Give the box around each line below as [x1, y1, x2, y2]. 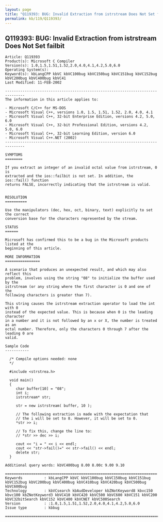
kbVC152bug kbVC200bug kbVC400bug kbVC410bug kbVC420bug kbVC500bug [5, 480, 147, 485]
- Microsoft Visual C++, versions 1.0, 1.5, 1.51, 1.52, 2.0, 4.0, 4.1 [5, 110, 153, 115]
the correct [5, 212, 29, 217]
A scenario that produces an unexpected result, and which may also [5, 267, 147, 272]
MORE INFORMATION [5, 255, 40, 260]
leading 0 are [5, 331, 34, 336]
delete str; [16, 450, 40, 455]
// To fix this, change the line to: [16, 429, 92, 434]
